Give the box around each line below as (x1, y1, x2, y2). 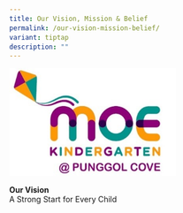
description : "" (9, 42, 69, 51)
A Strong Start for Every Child (9, 194, 118, 204)
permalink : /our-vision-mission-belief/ (9, 23, 161, 33)
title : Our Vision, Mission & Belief (9, 14, 149, 23)
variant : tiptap (9, 33, 69, 42)
